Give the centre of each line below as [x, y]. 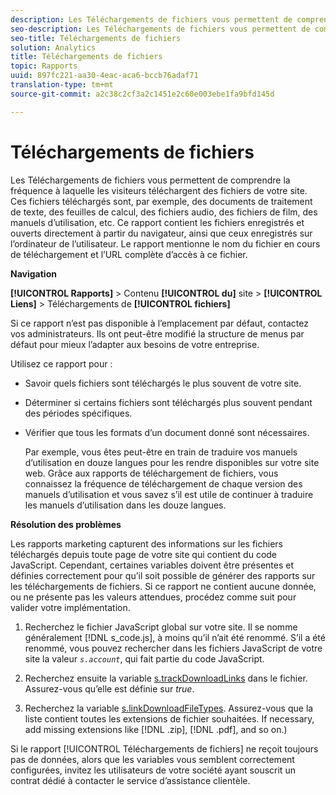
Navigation [33, 273]
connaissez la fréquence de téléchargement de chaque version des [163, 483]
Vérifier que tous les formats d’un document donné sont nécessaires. [167, 432]
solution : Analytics [53, 47]
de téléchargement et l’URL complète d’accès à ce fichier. [129, 254]
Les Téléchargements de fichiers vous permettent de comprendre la [150, 180]
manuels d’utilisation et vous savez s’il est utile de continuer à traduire [169, 494]
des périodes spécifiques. [78, 413]
